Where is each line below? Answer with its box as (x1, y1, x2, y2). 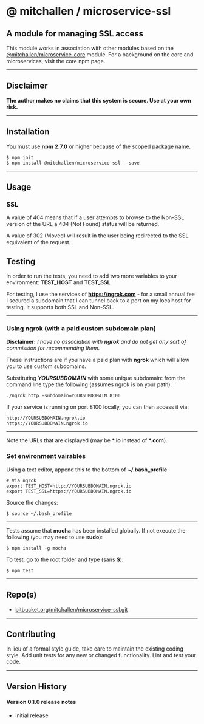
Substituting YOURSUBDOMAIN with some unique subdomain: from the (6, 375, 186, 382)
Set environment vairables (6, 452, 86, 460)
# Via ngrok (6, 477, 36, 483)
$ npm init (6, 154, 34, 160)
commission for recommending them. (6, 344, 100, 352)
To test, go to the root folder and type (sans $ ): (6, 556, 124, 563)
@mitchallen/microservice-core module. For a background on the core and (6, 51, 194, 58)
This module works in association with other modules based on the (6, 44, 174, 52)
